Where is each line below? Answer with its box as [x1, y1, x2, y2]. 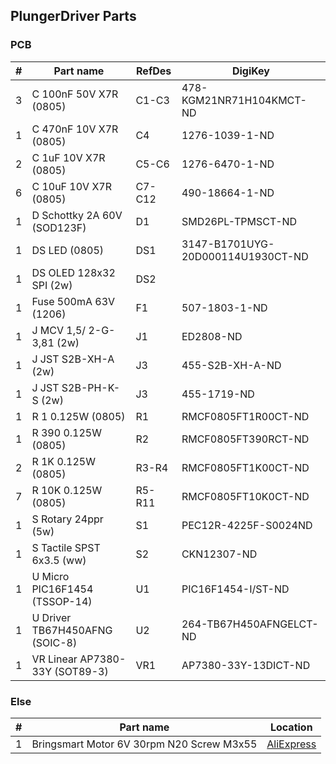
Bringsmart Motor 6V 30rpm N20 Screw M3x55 [31, 737, 258, 751]
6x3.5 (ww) [31, 553, 87, 567]
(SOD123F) [31, 220, 87, 234]
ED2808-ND [181, 329, 243, 343]
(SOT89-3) [54, 664, 109, 678]
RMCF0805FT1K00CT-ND [181, 460, 310, 474]
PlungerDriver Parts [10, 8, 137, 25]
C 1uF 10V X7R [31, 150, 106, 164]
